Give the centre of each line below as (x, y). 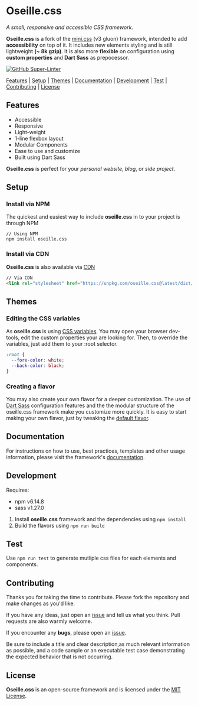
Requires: (18, 490)
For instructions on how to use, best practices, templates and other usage (96, 451)
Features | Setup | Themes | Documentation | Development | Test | (87, 80)
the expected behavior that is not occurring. (60, 657)
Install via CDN (28, 254)
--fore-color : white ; (38, 360)
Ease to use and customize (47, 151)
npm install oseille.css (37, 239)
